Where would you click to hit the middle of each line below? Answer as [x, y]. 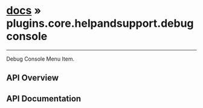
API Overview [33, 78]
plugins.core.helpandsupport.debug [100, 23]
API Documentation [44, 99]
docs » [24, 11]
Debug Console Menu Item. [40, 59]
